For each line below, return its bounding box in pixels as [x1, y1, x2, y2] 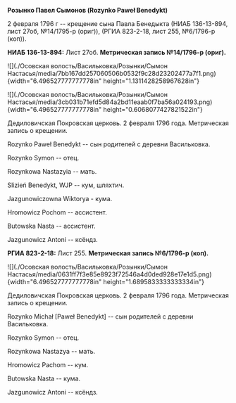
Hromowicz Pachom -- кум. [7, 361, 89, 369]
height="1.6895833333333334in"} [103, 278, 204, 286]
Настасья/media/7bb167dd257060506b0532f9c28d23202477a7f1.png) [7, 70, 216, 77]
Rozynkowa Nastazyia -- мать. [7, 167, 97, 175]
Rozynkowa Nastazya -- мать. [7, 347, 96, 355]
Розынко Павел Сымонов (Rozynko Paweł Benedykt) [7, 6, 168, 14]
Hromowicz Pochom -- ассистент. [7, 208, 108, 217]
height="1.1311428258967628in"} [103, 77, 199, 85]
